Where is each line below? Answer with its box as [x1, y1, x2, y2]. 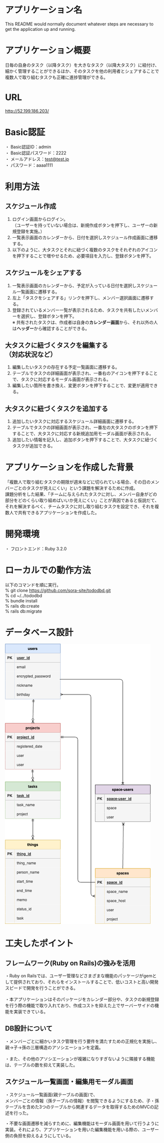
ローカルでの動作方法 [5, 565, 92, 576]
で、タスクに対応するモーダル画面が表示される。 [12, 376, 111, 382]
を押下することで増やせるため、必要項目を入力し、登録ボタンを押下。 [12, 253, 154, 259]
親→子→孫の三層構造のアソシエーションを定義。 [5, 1044, 104, 1050]
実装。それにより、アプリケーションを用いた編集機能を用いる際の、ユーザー [5, 1126, 159, 1132]
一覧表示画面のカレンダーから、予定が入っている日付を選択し [12, 282, 137, 288]
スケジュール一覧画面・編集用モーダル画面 [5, 1078, 134, 1086]
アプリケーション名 [5, 4, 82, 16]
